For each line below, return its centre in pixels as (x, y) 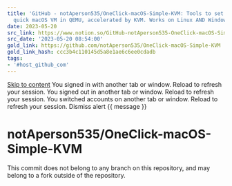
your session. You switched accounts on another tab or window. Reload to (113, 99)
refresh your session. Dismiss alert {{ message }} (77, 106)
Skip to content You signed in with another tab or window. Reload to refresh (115, 84)
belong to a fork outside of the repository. (66, 175)
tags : (15, 59)
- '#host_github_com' (38, 65)
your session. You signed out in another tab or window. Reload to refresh (110, 92)
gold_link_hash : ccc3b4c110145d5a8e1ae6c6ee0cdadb (81, 52)
